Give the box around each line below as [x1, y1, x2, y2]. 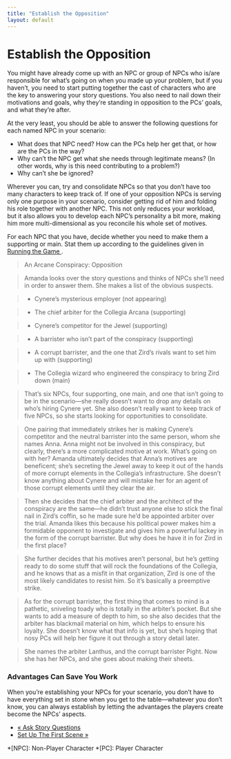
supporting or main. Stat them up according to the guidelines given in [7, 240, 204, 249]
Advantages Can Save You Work [7, 672, 118, 682]
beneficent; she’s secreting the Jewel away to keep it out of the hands [23, 462, 223, 470]
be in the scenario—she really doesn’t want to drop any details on [23, 397, 211, 405]
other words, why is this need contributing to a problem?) [17, 162, 181, 170]
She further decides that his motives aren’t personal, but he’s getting [23, 555, 219, 563]
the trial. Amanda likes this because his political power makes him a [23, 519, 216, 528]
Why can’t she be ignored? [17, 169, 94, 177]
